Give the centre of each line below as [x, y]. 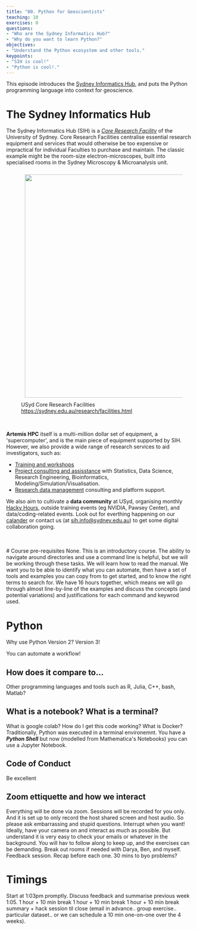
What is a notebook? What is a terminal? [82, 712]
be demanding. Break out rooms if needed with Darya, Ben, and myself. [94, 849]
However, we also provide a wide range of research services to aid [88, 447]
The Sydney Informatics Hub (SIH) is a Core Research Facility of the [90, 131]
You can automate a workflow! [43, 654]
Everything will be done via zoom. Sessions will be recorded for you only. [96, 811]
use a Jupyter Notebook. [37, 745]
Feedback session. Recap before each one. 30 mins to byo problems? [92, 856]
